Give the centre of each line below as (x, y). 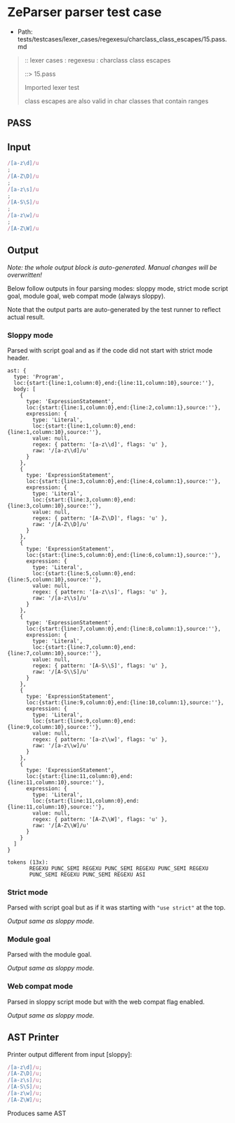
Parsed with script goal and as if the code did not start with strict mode (110, 350)
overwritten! (25, 275)
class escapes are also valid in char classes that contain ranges (116, 101)
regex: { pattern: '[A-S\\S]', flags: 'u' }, (100, 665)
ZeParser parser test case (85, 12)
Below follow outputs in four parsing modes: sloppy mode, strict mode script (118, 288)
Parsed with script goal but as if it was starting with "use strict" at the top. (116, 907)
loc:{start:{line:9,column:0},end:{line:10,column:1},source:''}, (125, 702)
